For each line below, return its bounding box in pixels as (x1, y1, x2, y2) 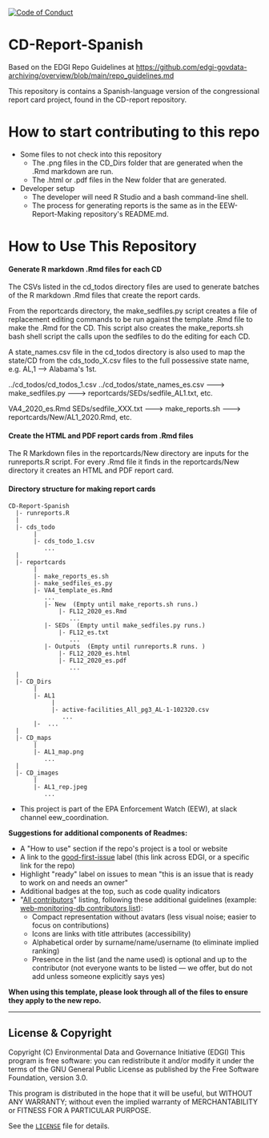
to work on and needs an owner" (19, 877, 128, 887)
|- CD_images (15, 769, 59, 777)
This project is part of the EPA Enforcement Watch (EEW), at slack (19, 803, 238, 814)
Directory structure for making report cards (8, 484, 156, 494)
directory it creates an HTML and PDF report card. (8, 465, 175, 475)
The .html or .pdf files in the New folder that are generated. (31, 175, 227, 185)
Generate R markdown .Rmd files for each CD (8, 264, 163, 274)
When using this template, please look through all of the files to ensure (8, 987, 248, 997)
